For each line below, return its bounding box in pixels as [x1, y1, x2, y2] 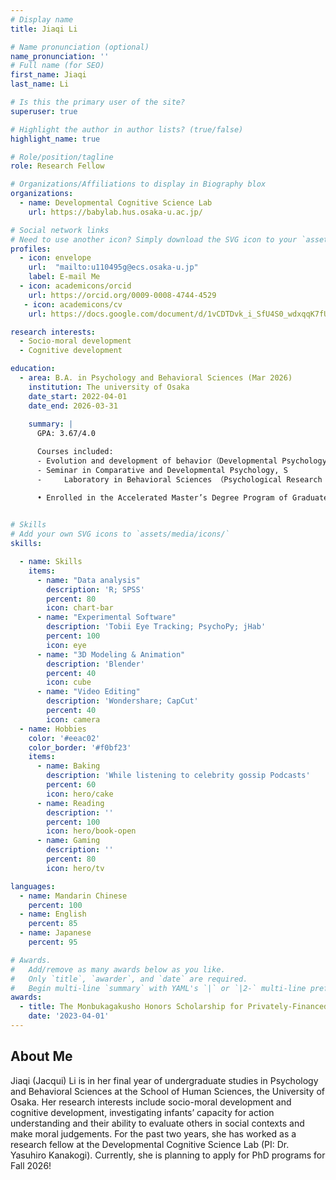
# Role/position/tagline [10, 152, 114, 162]
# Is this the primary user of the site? [10, 97, 186, 107]
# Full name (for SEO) [10, 61, 105, 71]
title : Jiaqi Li [10, 24, 78, 34]
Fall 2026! [10, 1159, 52, 1171]
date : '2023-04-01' [28, 1011, 110, 1021]
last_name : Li [10, 79, 70, 90]
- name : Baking [36, 761, 101, 771]
